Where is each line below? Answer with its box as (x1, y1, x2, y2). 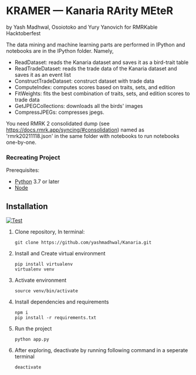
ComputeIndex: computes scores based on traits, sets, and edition (14, 83, 175, 90)
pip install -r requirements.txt (14, 315, 97, 321)
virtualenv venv (14, 266, 55, 272)
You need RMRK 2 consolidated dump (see (6, 120, 110, 127)
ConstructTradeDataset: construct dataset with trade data (14, 77, 154, 85)
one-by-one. (6, 138, 37, 146)
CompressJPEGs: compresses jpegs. (14, 109, 104, 116)
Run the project (14, 325, 52, 332)
